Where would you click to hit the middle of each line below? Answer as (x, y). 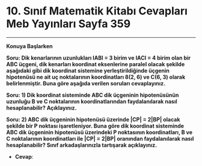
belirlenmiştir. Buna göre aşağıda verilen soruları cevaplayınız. (86, 83)
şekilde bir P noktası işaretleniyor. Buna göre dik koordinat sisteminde (95, 126)
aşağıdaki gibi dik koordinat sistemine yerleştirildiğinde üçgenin (88, 70)
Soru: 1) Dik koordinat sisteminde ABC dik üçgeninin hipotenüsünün (93, 95)
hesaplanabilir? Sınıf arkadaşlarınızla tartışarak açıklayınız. (82, 145)
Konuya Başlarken (29, 46)
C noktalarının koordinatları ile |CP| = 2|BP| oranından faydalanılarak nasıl (100, 138)
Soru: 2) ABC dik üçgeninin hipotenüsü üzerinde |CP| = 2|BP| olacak (93, 119)
